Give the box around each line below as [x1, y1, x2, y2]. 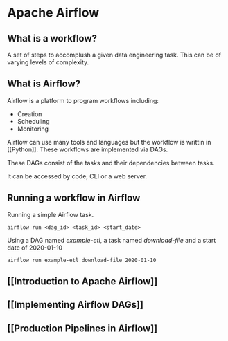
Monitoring [17, 125, 49, 133]
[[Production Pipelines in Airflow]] [7, 322, 158, 334]
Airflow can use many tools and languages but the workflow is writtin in [7, 138, 211, 146]
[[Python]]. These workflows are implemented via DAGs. [7, 145, 168, 154]
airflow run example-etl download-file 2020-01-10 [7, 257, 157, 264]
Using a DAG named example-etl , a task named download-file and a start [7, 236, 216, 244]
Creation [17, 109, 42, 118]
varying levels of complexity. [7, 58, 89, 66]
